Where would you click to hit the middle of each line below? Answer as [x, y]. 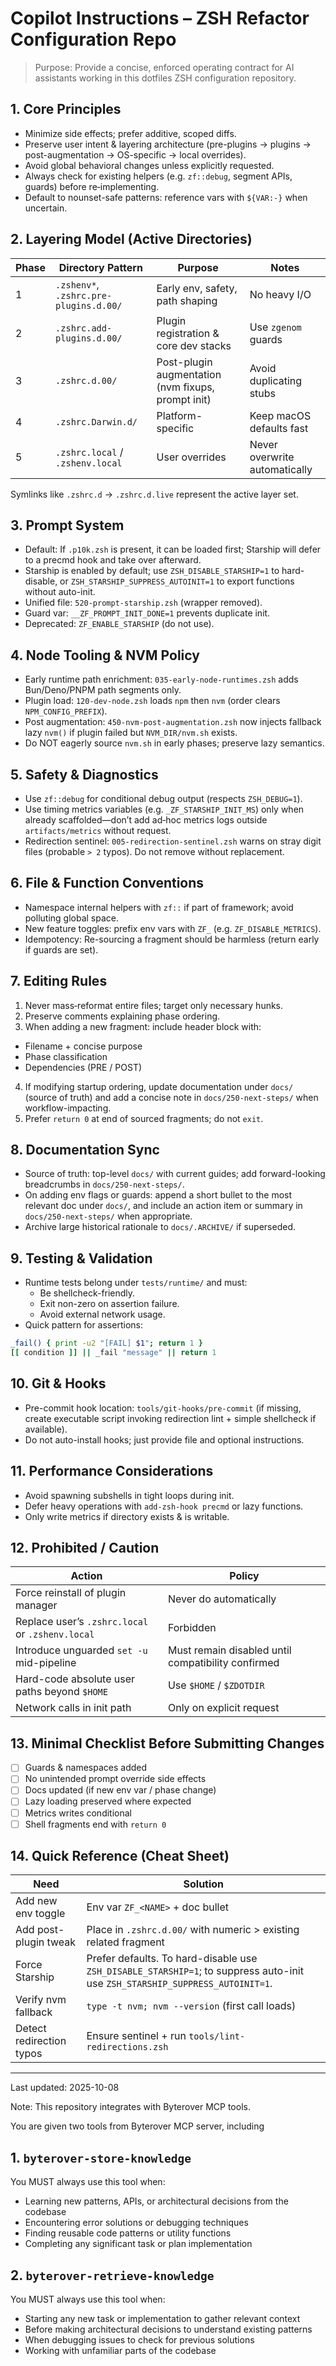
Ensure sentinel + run [136, 2036]
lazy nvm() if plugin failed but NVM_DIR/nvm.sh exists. [131, 733]
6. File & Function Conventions [107, 883]
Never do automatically [222, 1599]
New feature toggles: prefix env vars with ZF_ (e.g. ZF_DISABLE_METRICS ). [173, 928]
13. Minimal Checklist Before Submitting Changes [167, 1743]
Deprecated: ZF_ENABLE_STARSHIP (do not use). [119, 624]
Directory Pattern [100, 267]
